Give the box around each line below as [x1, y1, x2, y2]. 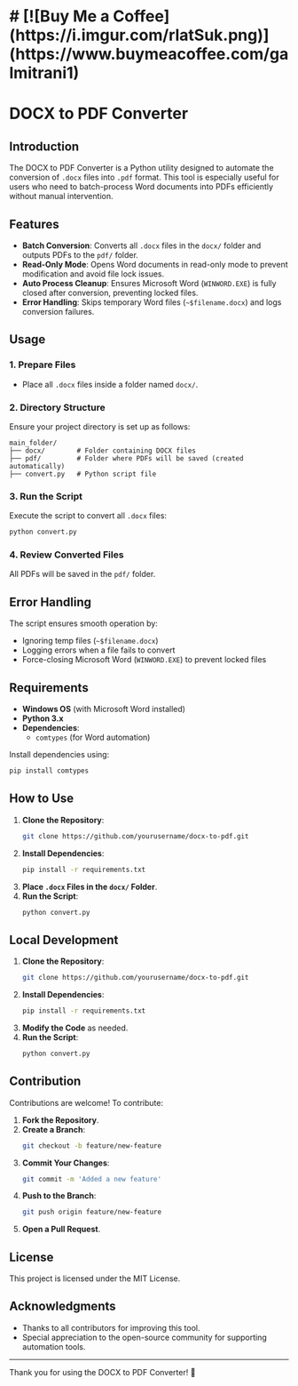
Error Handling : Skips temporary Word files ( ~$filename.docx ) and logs [21, 297, 282, 308]
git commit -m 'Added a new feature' [21, 1174, 162, 1183]
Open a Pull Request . [21, 1224, 101, 1235]
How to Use [9, 791, 74, 806]
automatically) [9, 461, 66, 470]
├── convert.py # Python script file [9, 469, 157, 478]
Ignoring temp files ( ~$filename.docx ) [21, 636, 159, 646]
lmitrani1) [9, 63, 80, 84]
